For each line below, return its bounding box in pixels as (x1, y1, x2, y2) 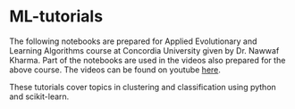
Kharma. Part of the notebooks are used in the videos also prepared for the (9, 54, 286, 65)
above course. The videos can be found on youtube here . (9, 64, 222, 75)
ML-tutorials (9, 6, 104, 27)
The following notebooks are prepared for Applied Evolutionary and (9, 36, 257, 46)
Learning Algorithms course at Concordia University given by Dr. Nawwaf (9, 45, 280, 55)
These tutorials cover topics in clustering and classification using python (9, 81, 277, 92)
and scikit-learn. (9, 91, 70, 102)
